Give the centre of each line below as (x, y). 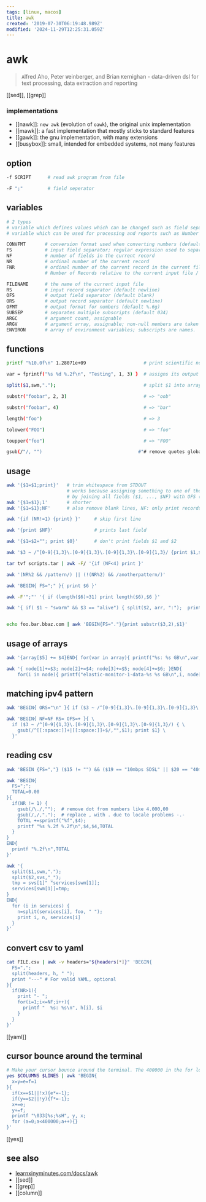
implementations (32, 111)
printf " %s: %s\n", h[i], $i (63, 1008)
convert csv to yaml (45, 948)
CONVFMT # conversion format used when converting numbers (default (104, 244)
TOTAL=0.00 (26, 792)
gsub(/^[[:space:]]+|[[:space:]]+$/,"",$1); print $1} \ (92, 730)
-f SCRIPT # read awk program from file (65, 178)
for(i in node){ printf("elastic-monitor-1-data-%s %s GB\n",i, (101, 674)
